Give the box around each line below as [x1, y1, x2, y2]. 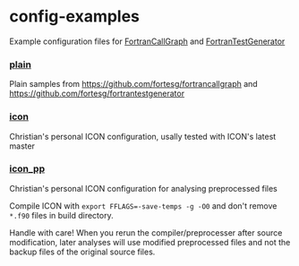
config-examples [9, 6, 141, 27]
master [9, 141, 36, 151]
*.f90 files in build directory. [9, 210, 114, 220]
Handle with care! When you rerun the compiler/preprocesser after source [9, 227, 283, 238]
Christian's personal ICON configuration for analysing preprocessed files [9, 183, 278, 193]
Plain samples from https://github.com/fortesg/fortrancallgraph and [9, 79, 258, 90]
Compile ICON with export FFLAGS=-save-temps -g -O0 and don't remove [9, 200, 278, 211]
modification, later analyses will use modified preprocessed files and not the [9, 236, 291, 247]
